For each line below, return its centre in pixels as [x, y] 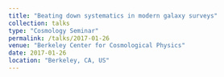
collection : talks [39, 23]
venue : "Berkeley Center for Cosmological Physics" [97, 46]
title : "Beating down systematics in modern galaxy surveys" [113, 16]
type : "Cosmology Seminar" [54, 30]
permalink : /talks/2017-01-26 [59, 38]
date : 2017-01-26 [37, 53]
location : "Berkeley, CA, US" [59, 61]
